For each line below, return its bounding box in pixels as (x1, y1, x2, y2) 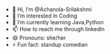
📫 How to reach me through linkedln (12, 25, 105, 33)
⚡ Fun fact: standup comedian (12, 41, 88, 48)
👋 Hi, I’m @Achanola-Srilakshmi (12, 6, 92, 13)
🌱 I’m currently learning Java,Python (12, 19, 104, 25)
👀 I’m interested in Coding (12, 12, 77, 19)
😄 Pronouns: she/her (12, 34, 66, 41)
